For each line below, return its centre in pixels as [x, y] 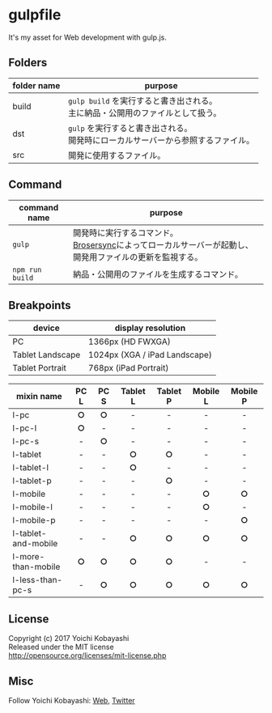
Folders [28, 63]
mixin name [39, 397]
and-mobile [35, 544]
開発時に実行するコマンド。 [125, 232]
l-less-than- [38, 580]
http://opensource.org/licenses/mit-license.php [87, 656]
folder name [36, 85]
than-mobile [36, 567]
